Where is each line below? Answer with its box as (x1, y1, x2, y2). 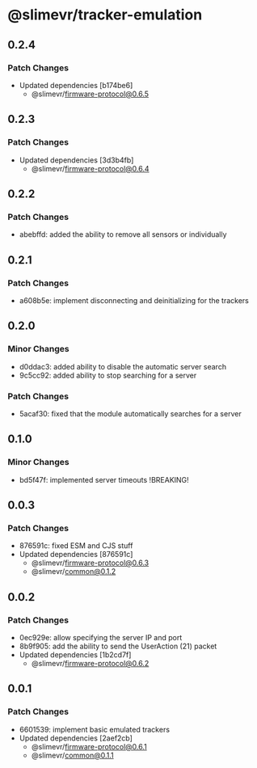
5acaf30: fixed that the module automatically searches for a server (19, 408, 242, 418)
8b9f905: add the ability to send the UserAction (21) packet (19, 641, 217, 651)
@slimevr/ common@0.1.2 (31, 567, 116, 576)
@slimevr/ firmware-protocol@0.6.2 (31, 658, 150, 668)
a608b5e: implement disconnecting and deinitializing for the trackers (19, 295, 250, 305)
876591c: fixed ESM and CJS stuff (19, 541, 133, 551)
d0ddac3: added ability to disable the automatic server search (19, 361, 227, 371)
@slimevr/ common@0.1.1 (31, 750, 114, 760)
